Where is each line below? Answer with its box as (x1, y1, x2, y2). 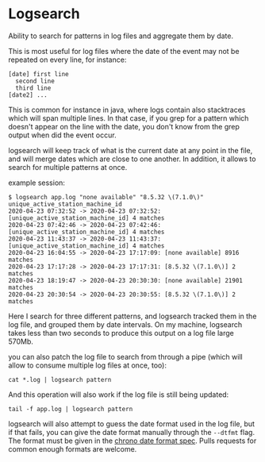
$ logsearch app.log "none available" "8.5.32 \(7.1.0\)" (8, 193, 204, 201)
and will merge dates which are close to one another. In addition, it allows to (8, 154, 256, 164)
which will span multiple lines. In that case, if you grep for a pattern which (8, 113, 249, 123)
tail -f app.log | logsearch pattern (8, 405, 133, 413)
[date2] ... (8, 90, 48, 99)
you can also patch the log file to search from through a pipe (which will (8, 352, 244, 361)
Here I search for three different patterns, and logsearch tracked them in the (8, 311, 257, 321)
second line (15, 77, 56, 85)
